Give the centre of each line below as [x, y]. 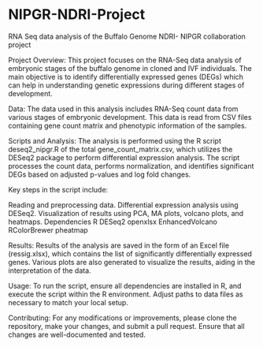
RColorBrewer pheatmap [48, 229]
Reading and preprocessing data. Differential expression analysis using [123, 205]
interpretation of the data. [50, 271]
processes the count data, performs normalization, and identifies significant [131, 166]
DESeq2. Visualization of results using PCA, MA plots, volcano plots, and [126, 213]
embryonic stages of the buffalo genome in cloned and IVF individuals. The [130, 68]
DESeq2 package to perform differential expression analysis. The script [124, 157]
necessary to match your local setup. [68, 302]
